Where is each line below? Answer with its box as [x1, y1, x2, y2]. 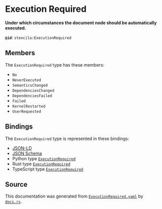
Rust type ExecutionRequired [12, 161, 71, 167]
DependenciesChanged [12, 88, 54, 93]
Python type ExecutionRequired [12, 155, 76, 161]
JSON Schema [12, 150, 42, 156]
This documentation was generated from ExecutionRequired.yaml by [5, 193, 143, 199]
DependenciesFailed [12, 93, 53, 98]
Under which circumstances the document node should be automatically [5, 20, 157, 26]
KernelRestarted [12, 104, 46, 109]
